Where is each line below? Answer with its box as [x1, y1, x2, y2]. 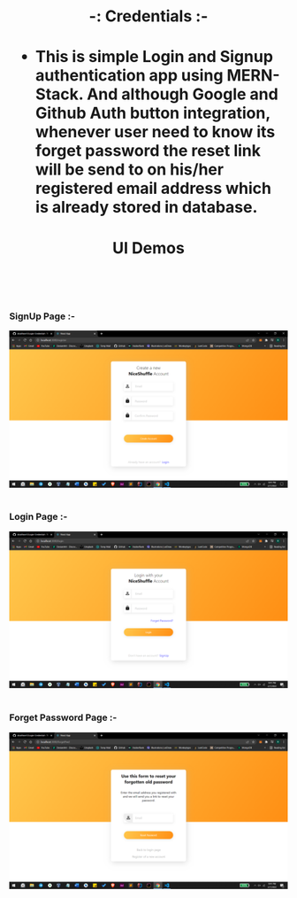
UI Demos [111, 237, 186, 258]
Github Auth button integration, [34, 104, 271, 123]
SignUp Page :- [9, 310, 75, 322]
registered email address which [34, 179, 272, 198]
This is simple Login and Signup [34, 47, 274, 67]
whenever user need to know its [34, 122, 276, 143]
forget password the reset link [34, 141, 261, 161]
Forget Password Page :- [9, 711, 118, 724]
